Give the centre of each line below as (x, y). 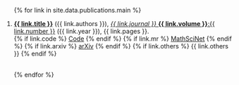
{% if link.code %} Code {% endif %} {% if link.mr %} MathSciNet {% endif (123, 39)
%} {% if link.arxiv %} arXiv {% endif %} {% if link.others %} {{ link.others (121, 46)
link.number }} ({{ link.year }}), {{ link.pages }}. (81, 31)
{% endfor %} (34, 74)
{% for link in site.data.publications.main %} (78, 10)
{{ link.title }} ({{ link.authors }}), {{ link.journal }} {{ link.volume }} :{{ (114, 24)
